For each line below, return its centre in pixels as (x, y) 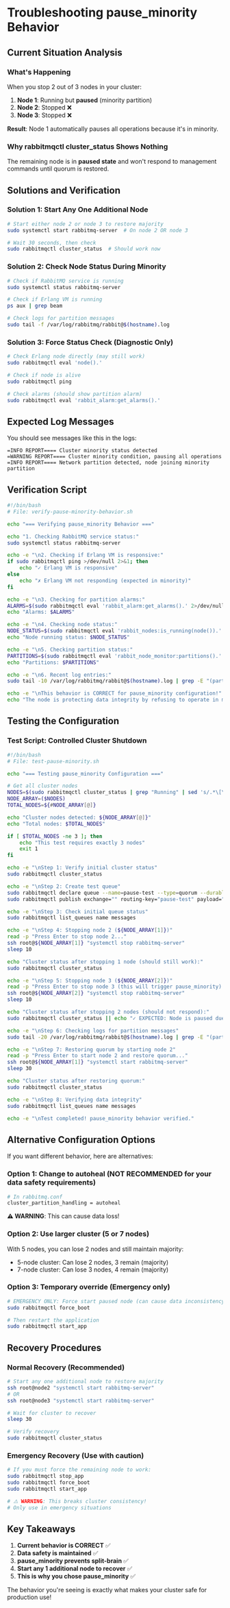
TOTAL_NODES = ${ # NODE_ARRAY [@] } (52, 805)
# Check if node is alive (44, 375)
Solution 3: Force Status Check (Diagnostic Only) (90, 342)
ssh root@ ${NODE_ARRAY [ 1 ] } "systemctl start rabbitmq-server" (98, 1062)
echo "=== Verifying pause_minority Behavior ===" (81, 524)
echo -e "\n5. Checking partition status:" (70, 650)
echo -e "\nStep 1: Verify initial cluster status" (82, 868)
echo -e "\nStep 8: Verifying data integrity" (75, 1100)
